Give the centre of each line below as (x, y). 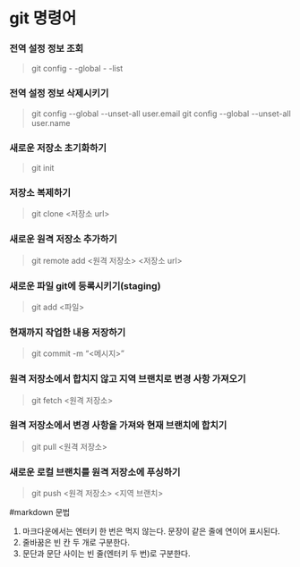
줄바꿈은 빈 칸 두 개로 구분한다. (76, 543)
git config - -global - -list (77, 69)
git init (43, 168)
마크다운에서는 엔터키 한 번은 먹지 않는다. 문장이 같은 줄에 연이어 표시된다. (151, 531)
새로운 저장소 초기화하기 (58, 148)
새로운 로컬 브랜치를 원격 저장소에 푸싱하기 (95, 472)
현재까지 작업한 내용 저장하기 (68, 332)
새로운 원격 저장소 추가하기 (64, 240)
